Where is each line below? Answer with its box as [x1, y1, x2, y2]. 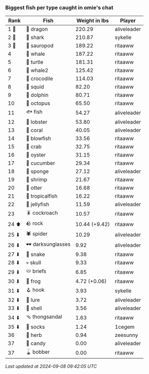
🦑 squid [26, 83, 44, 90]
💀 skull [26, 259, 42, 266]
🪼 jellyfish [26, 201, 50, 208]
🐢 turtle [26, 59, 44, 66]
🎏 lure [26, 296, 40, 304]
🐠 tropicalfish [26, 193, 58, 200]
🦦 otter [26, 184, 42, 192]
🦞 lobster [26, 119, 48, 126]
